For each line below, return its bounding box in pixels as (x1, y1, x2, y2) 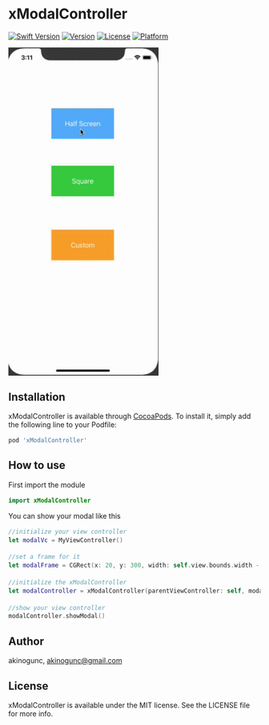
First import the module (8, 479, 86, 490)
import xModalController (8, 496, 91, 504)
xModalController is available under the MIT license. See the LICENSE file (8, 700, 251, 710)
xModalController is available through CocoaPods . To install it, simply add (8, 411, 251, 422)
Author (8, 634, 44, 648)
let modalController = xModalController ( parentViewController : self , (8, 587, 246, 595)
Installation (8, 390, 66, 404)
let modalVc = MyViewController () (8, 536, 124, 544)
